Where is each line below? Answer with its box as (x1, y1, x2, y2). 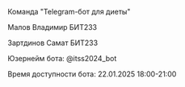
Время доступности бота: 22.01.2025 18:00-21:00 (7, 69, 177, 79)
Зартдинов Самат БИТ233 (7, 38, 99, 48)
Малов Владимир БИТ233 (7, 23, 98, 31)
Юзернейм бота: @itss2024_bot (7, 54, 117, 63)
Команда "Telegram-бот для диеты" (7, 7, 131, 16)
